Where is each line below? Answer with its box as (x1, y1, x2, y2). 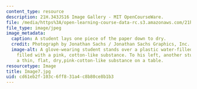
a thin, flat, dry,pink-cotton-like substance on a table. (16, 57, 164, 63)
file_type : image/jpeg (6, 25, 62, 31)
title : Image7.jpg (6, 69, 51, 74)
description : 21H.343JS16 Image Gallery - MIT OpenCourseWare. (6, 14, 164, 20)
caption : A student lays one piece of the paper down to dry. (11, 36, 167, 42)
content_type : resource (6, 8, 64, 15)
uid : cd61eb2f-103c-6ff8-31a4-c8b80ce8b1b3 (6, 74, 114, 80)
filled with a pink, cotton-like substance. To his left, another (16, 52, 182, 58)
